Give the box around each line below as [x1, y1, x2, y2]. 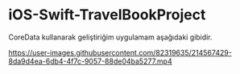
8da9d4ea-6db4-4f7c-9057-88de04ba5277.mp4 [8, 56, 172, 66]
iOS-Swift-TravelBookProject [8, 6, 206, 24]
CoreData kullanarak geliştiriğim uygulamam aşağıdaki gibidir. [8, 32, 213, 42]
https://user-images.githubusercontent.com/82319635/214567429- [8, 47, 232, 57]
